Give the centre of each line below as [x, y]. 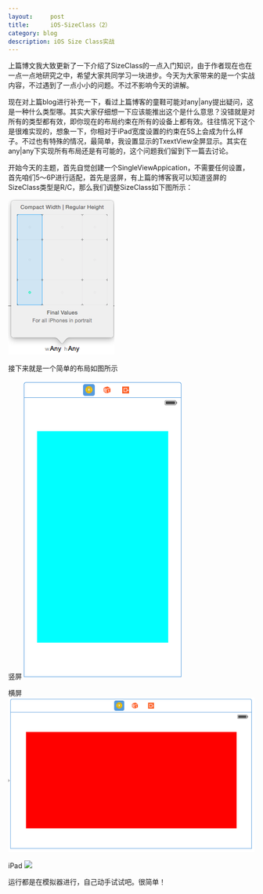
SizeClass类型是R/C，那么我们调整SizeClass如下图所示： [101, 188]
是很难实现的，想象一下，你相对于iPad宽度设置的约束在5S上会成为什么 [122, 131]
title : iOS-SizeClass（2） [59, 25]
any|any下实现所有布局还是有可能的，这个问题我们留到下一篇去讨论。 [121, 151]
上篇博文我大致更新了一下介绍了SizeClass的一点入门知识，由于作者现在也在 [130, 66]
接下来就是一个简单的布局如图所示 [63, 368]
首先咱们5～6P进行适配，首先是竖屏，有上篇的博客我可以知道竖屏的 [117, 177]
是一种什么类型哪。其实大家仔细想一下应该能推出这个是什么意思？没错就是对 [131, 112]
